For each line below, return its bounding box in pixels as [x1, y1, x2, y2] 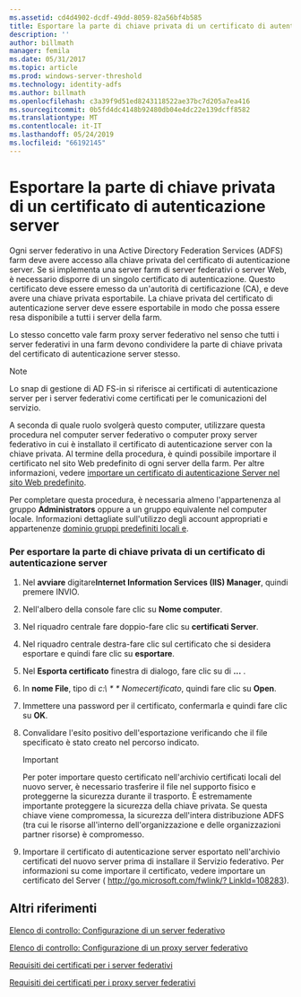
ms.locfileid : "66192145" [9, 138, 106, 147]
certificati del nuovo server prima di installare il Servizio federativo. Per [21, 855, 285, 867]
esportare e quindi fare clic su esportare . [21, 648, 175, 658]
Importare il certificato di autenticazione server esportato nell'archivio [21, 846, 280, 857]
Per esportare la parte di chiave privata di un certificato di [9, 545, 266, 558]
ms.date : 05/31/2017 [9, 55, 87, 64]
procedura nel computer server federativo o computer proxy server [9, 428, 258, 440]
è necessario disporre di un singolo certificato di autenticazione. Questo [9, 273, 276, 284]
